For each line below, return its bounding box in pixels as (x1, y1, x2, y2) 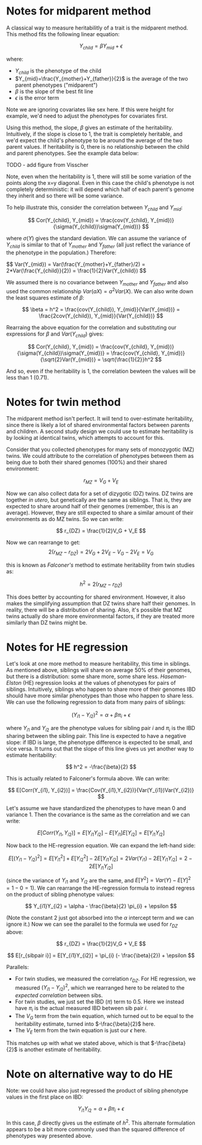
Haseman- (160, 673, 188, 680)
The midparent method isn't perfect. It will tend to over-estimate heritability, (6, 415, 194, 422)
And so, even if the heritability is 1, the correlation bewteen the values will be (6, 367, 196, 375)
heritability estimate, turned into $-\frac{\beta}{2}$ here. (14, 1020, 156, 1028)
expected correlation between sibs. (14, 992, 103, 999)
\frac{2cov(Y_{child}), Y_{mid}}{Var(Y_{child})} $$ (38, 312, 164, 319)
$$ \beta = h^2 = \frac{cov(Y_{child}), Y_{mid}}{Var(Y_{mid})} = (22, 305, 180, 313)
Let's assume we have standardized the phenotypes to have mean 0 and (6, 804, 186, 811)
